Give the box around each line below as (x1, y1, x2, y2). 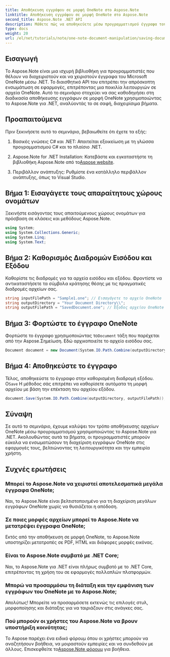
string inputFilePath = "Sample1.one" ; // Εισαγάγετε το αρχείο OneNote (5, 295, 162, 301)
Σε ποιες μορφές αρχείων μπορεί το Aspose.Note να (5, 516, 139, 523)
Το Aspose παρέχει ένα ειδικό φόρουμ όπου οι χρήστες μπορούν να (5, 635, 148, 642)
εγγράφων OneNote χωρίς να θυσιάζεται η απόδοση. (5, 503, 118, 510)
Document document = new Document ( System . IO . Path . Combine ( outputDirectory (5, 348, 166, 353)
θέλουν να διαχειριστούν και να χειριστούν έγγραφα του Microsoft (5, 73, 147, 79)
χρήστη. (5, 450, 22, 457)
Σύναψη (5, 410, 33, 419)
